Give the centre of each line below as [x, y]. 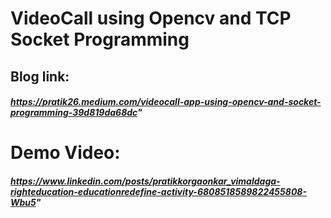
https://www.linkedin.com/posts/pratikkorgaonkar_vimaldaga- [145, 181]
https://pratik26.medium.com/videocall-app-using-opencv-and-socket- [166, 102]
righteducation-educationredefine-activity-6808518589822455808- [158, 191]
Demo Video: [65, 153]
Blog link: [40, 76]
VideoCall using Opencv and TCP [151, 18]
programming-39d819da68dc [74, 113]
